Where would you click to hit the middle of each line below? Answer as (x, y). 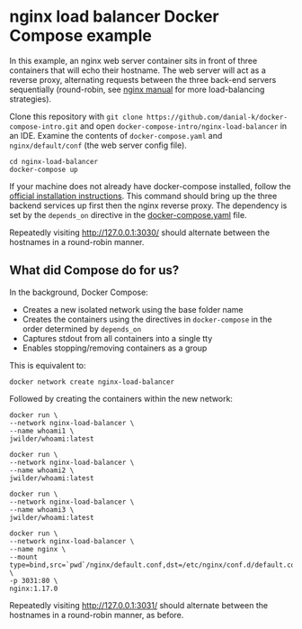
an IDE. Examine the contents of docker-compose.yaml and (116, 135)
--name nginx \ (38, 549)
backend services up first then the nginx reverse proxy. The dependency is (148, 205)
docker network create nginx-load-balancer (92, 382)
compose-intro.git (44, 127)
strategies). (31, 99)
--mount (24, 557)
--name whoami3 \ (42, 510)
